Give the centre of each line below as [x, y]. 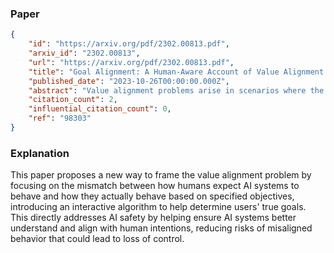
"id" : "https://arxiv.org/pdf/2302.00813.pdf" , [129, 44]
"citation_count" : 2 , [73, 100]
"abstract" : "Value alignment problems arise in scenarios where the [176, 90]
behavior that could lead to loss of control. [97, 239]
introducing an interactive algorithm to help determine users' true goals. [158, 207]
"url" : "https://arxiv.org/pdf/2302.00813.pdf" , [131, 62]
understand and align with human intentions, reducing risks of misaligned [161, 228]
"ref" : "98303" [60, 118]
